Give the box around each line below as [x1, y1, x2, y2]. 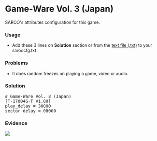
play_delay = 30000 [5, 103, 51, 109]
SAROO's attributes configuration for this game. [5, 19, 100, 25]
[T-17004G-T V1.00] [5, 98, 51, 104]
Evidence [5, 120, 28, 127]
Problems [5, 59, 28, 66]
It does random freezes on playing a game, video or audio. [12, 70, 129, 76]
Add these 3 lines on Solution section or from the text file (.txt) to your [12, 42, 153, 48]
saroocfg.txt [12, 47, 37, 54]
